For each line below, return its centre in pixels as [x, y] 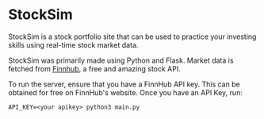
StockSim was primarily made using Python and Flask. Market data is [121, 60]
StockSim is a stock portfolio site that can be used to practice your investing [132, 36]
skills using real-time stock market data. [73, 44]
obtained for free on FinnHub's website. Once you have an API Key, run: [126, 92]
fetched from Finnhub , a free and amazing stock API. [94, 68]
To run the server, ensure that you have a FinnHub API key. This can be [124, 84]
